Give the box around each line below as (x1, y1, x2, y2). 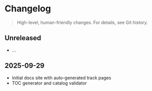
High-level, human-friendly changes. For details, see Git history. (16, 19, 148, 25)
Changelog (4, 3, 51, 14)
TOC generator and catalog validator (11, 80, 87, 86)
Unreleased (4, 34, 42, 42)
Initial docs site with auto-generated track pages (11, 75, 111, 81)
